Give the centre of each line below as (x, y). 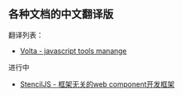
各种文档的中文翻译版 (61, 14)
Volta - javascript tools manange (73, 51)
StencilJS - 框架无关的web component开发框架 (97, 84)
